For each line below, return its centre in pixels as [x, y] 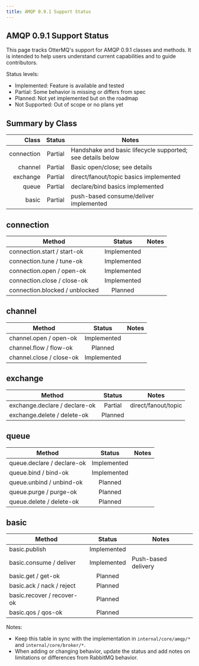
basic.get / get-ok [35, 576]
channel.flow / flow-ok [41, 347]
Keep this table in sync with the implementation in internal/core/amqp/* [102, 639]
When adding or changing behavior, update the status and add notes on [102, 651]
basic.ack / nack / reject [42, 586]
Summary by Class [42, 123]
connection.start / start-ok [46, 252]
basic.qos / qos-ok [36, 612]
